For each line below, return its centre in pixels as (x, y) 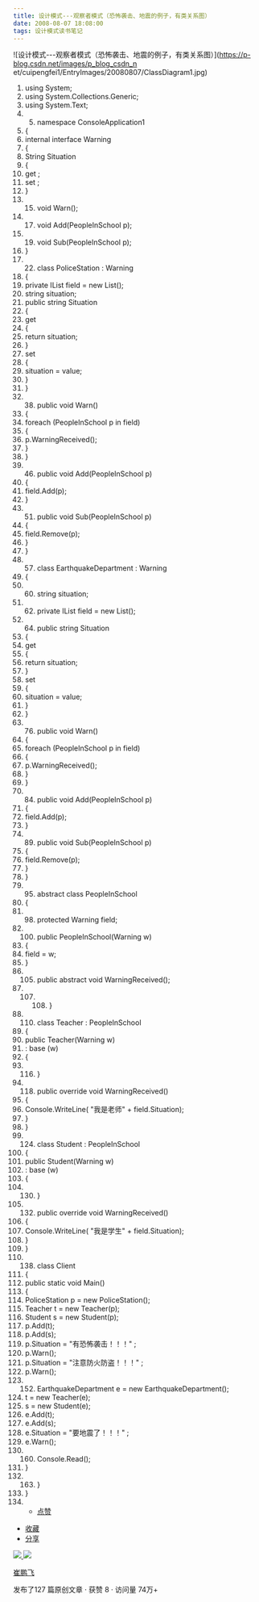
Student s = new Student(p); (72, 1317)
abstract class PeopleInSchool (87, 894)
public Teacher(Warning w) (70, 1040)
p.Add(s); (41, 1334)
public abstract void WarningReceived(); (103, 980)
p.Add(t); (40, 1326)
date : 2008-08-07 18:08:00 (58, 23)
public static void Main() (65, 1283)
